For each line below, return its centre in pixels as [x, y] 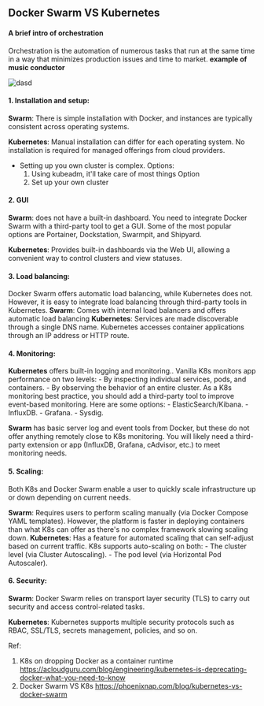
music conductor [37, 67]
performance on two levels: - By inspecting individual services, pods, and [127, 379]
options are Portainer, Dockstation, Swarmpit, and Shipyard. [105, 234]
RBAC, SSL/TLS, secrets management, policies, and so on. [103, 630]
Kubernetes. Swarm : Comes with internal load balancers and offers [117, 310]
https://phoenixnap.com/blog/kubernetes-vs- [169, 686]
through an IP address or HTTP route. [69, 336]
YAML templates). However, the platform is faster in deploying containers [126, 521]
